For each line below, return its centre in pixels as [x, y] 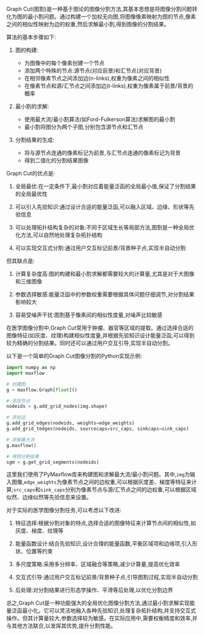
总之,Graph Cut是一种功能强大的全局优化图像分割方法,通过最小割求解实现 [98, 603]
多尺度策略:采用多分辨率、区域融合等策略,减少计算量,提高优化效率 [97, 564]
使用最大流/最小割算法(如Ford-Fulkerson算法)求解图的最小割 [100, 119]
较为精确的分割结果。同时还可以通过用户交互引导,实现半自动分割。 [90, 343]
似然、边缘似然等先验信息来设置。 [49, 497]
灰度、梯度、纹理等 [39, 531]
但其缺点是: [21, 261]
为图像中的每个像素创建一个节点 [64, 63]
